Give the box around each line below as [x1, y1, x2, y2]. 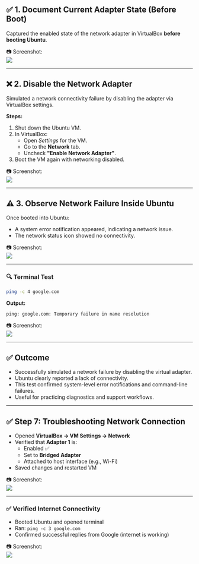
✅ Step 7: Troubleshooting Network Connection [6, 416, 185, 427]
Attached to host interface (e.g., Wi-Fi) [23, 458, 118, 465]
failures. [14, 387, 35, 395]
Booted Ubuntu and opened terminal [14, 518, 104, 525]
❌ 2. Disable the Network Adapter [6, 79, 133, 89]
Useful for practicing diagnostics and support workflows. [14, 393, 154, 401]
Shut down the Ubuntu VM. [14, 124, 81, 131]
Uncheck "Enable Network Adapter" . [23, 149, 117, 156]
